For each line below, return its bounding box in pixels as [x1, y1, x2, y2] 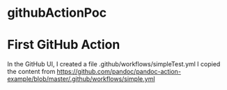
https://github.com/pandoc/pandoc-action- [56, 68, 181, 76]
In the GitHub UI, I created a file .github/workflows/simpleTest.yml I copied [7, 60, 221, 68]
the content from [7, 68, 56, 76]
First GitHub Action [7, 37, 120, 53]
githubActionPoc [7, 5, 107, 21]
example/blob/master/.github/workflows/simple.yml [7, 75, 155, 83]
